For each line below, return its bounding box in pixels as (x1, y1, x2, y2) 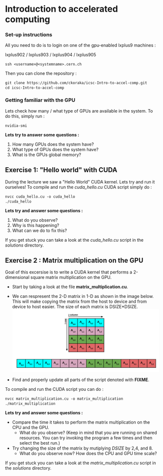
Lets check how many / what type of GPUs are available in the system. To (5, 108, 153, 113)
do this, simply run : (5, 113, 45, 119)
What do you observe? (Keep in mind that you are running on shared (19, 430, 157, 435)
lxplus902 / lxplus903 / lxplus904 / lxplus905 (5, 52, 97, 58)
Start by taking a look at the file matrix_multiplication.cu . (12, 284, 128, 290)
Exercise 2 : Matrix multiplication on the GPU (5, 256, 143, 265)
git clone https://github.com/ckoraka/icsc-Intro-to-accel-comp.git (5, 81, 147, 86)
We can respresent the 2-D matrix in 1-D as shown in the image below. (12, 294, 154, 299)
